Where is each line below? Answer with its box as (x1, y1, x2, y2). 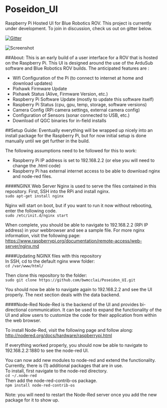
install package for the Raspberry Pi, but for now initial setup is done (5, 132, 146, 138)
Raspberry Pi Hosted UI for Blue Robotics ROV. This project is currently (5, 20, 152, 26)
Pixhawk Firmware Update (12, 85, 67, 91)
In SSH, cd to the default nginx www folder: (5, 258, 95, 264)
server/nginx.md (5, 243, 39, 249)
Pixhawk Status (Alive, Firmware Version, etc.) (12, 91, 108, 97)
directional (5, 307, 28, 313)
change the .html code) (12, 162, 61, 168)
